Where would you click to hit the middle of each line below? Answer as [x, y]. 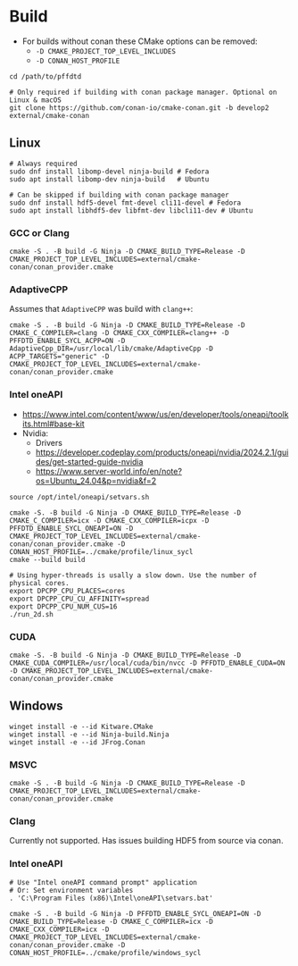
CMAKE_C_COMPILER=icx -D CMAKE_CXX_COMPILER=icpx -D [109, 520]
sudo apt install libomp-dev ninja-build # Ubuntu [109, 179]
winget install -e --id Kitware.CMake [81, 727]
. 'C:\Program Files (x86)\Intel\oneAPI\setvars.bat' [112, 898]
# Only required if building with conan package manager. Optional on [143, 92]
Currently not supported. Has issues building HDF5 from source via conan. [146, 841]
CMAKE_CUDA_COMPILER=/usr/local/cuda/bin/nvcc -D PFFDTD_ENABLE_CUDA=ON [147, 663]
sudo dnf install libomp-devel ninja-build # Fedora [109, 172]
